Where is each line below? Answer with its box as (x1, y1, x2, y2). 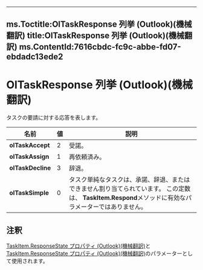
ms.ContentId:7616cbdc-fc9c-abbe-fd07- (19, 42, 181, 52)
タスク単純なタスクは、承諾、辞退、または (68, 176, 190, 184)
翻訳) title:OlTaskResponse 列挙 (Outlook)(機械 (6, 31, 185, 41)
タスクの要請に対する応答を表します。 (6, 114, 101, 121)
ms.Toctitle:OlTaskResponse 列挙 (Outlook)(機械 (6, 19, 192, 30)
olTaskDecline (9, 164, 51, 172)
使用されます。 (11, 257, 48, 265)
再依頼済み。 (68, 153, 106, 161)
